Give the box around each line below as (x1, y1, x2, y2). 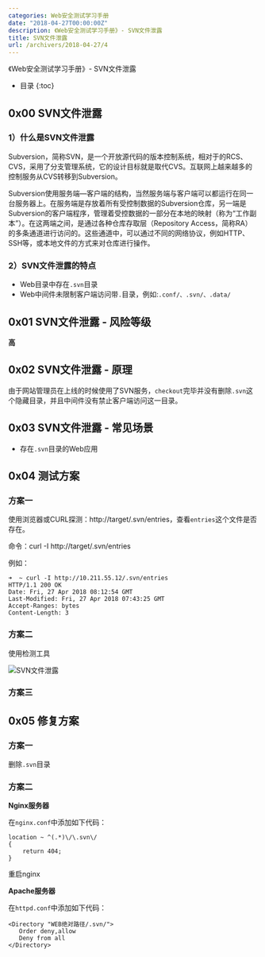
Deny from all (18, 935, 66, 943)
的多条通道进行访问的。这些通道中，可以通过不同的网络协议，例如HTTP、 (8, 228, 250, 238)
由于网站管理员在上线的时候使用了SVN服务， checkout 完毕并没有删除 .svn (8, 386, 247, 395)
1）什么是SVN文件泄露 (8, 132, 95, 143)
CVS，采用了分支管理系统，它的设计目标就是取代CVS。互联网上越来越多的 (8, 161, 252, 171)
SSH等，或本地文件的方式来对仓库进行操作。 (8, 238, 155, 247)
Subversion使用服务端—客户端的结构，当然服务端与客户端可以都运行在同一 (8, 188, 254, 198)
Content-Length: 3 (8, 609, 69, 617)
